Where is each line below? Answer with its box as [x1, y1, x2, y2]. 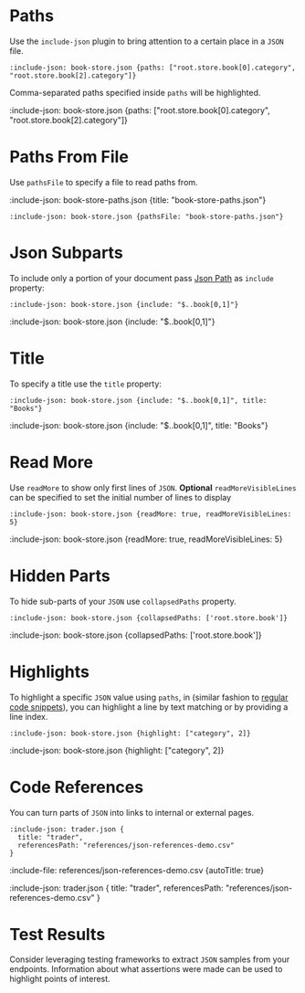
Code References [9, 776, 144, 798]
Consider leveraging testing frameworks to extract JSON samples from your [9, 954, 290, 965]
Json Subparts [9, 243, 123, 263]
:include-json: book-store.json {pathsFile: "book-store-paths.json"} [9, 212, 284, 221]
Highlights [9, 661, 89, 681]
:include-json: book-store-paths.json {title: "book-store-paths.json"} [9, 194, 267, 206]
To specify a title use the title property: [9, 378, 163, 389]
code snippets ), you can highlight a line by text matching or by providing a [9, 701, 289, 713]
